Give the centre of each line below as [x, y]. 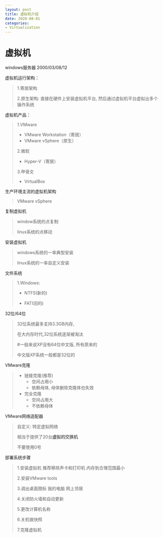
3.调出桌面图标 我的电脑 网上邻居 [50, 488]
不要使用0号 [29, 447]
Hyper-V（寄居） [41, 161]
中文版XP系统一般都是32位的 [46, 355]
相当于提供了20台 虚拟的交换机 [47, 437]
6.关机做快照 [30, 520]
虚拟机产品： [18, 115]
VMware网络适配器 [24, 416]
